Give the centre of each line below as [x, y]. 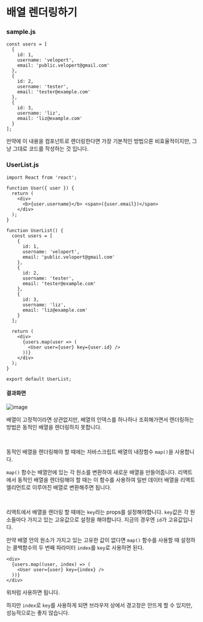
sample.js [21, 32]
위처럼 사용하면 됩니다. [33, 592]
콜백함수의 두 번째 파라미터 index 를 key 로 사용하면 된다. [78, 547]
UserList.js [23, 165]
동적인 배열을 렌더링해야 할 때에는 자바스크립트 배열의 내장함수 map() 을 [90, 452]
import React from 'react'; [42, 177]
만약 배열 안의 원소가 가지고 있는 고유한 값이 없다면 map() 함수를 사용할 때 [93, 540]
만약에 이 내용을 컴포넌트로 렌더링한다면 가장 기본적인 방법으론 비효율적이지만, [98, 141]
